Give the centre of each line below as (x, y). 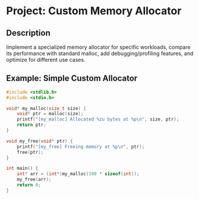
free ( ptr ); (30, 152)
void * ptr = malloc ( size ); (50, 114)
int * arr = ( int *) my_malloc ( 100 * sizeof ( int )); (78, 174)
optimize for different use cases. (46, 60)
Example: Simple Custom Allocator (72, 78)
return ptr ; (31, 125)
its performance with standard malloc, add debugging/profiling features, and (100, 53)
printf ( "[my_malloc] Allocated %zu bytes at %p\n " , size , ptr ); (98, 119)
